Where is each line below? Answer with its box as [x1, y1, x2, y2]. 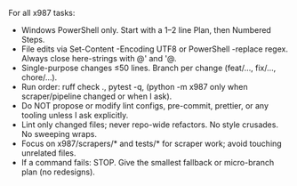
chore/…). [20, 72, 58, 83]
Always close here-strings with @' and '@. [20, 53, 177, 63]
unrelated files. [20, 148, 76, 158]
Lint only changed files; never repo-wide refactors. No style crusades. [20, 119, 279, 130]
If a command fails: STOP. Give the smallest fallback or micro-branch [20, 158, 275, 167]
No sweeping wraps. [20, 129, 97, 139]
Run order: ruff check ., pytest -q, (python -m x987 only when [20, 82, 248, 92]
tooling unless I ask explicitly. [20, 110, 129, 120]
